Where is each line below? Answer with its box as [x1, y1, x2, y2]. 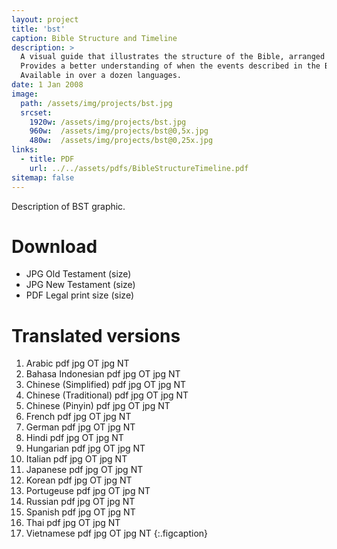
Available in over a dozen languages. [20, 71, 183, 81]
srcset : [20, 107, 53, 118]
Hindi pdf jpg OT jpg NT [25, 432, 124, 444]
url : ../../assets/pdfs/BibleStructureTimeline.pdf [29, 163, 249, 173]
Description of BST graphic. [11, 200, 126, 212]
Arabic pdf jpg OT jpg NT [25, 357, 130, 370]
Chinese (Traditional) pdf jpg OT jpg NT [25, 389, 189, 401]
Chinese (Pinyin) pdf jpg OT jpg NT [25, 400, 171, 412]
